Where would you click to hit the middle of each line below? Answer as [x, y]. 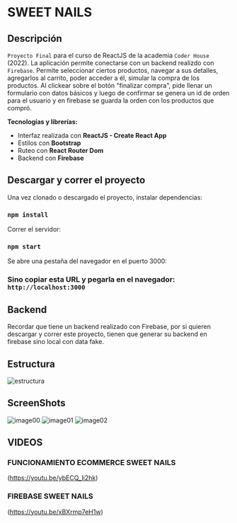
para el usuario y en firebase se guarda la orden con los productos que [111, 100]
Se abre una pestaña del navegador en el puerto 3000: [87, 261]
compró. [19, 108]
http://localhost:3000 [46, 288]
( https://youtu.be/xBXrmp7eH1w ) [56, 512]
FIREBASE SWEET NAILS [50, 496]
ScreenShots [36, 403]
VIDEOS [25, 443]
